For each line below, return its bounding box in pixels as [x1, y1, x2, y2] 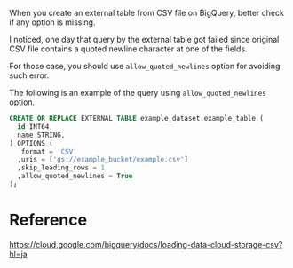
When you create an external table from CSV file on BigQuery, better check [9, 8, 284, 18]
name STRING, [17, 130, 66, 139]
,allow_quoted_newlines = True [17, 172, 133, 181]
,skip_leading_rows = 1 [17, 163, 105, 172]
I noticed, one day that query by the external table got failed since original [9, 35, 280, 44]
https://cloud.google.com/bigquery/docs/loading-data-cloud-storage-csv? [9, 239, 283, 249]
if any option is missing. [9, 17, 96, 28]
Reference [9, 210, 87, 230]
